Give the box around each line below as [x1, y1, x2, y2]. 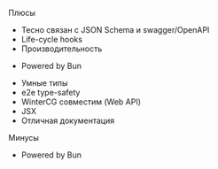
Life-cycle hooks [20, 35, 83, 44]
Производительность [20, 43, 103, 54]
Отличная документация [20, 115, 115, 126]
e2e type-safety [20, 88, 81, 97]
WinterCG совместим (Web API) [20, 96, 142, 107]
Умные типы [20, 78, 68, 88]
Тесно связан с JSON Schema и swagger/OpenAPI [20, 25, 210, 35]
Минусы [8, 133, 39, 142]
